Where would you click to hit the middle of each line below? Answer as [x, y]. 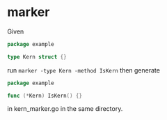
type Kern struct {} [37, 57]
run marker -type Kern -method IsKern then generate [83, 70]
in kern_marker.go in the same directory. [65, 109]
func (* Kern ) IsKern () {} [45, 96]
